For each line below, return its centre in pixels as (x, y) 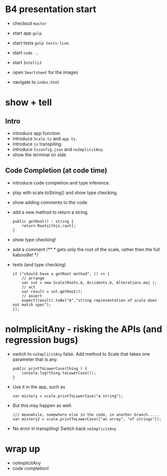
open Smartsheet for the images (45, 72)
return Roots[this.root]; (49, 226)
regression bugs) (42, 340)
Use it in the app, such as (39, 387)
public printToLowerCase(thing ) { (50, 368)
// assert (32, 296)
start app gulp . (28, 33)
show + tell (28, 103)
